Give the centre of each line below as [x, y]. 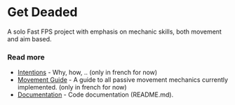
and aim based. [29, 38]
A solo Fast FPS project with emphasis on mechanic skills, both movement [115, 31]
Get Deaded [42, 12]
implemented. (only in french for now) [72, 87]
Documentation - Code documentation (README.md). [95, 94]
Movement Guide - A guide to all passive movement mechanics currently [123, 80]
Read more [26, 57]
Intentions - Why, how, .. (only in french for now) [87, 72]
